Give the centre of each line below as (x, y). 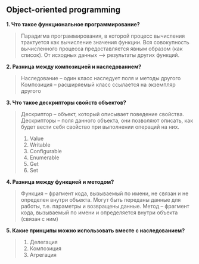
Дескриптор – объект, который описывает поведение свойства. (102, 114)
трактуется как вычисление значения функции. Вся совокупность (105, 42)
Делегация (43, 242)
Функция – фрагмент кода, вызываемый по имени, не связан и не (105, 193)
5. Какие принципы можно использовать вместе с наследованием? (96, 230)
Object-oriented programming (63, 10)
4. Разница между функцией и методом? (60, 181)
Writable (40, 145)
